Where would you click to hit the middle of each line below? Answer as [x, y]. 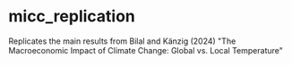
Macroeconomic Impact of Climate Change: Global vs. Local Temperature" [146, 50]
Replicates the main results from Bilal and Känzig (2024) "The [122, 41]
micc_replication [72, 16]
